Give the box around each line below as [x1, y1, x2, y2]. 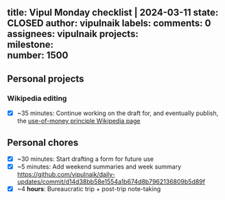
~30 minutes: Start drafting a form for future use [16, 155, 154, 163]
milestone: [7, 39, 54, 51]
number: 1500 [7, 49, 69, 62]
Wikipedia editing [7, 93, 67, 103]
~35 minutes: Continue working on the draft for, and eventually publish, [16, 109, 219, 117]
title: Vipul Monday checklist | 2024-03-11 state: [7, 7, 219, 18]
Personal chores [7, 136, 79, 148]
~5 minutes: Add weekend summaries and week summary [16, 162, 182, 171]
